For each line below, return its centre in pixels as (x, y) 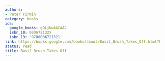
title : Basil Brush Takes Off (36, 51)
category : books (22, 19)
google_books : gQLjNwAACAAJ (38, 28)
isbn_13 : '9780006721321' (36, 37)
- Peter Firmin (21, 14)
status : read (18, 46)
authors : (14, 10)
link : (11, 42)
